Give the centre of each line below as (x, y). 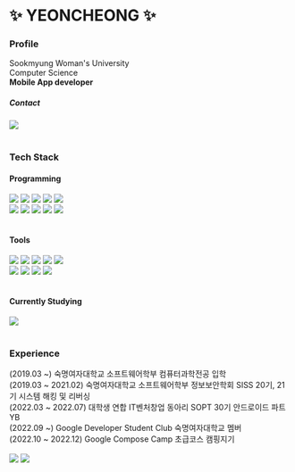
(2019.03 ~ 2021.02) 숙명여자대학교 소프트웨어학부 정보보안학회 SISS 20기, (142, 385)
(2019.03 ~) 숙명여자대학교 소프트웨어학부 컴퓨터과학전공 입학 (118, 374)
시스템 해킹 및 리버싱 (55, 396)
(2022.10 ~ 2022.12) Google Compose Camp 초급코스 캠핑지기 (122, 439)
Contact (25, 103)
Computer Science (44, 73)
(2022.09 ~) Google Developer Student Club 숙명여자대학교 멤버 (126, 428)
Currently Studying (46, 302)
